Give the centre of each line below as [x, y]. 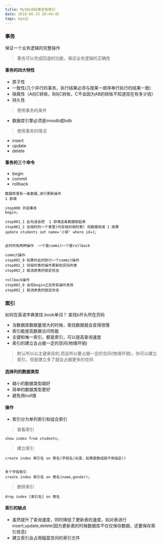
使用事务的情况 [32, 131]
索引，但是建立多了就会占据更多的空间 [55, 359]
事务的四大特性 [20, 70]
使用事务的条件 [32, 110]
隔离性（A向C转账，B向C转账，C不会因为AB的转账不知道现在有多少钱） [84, 94]
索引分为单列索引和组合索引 [40, 419]
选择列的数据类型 [22, 372]
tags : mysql [17, 18]
